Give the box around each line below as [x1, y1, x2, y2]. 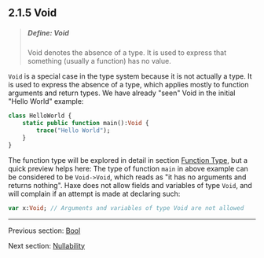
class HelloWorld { [8, 112, 72, 120]
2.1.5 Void [8, 6, 57, 20]
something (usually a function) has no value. [27, 57, 171, 66]
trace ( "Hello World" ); [36, 127, 111, 135]
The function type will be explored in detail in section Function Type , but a [8, 155, 248, 164]
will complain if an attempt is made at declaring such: [8, 189, 181, 198]
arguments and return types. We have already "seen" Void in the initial [8, 88, 236, 98]
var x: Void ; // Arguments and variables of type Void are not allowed [8, 204, 244, 212]
